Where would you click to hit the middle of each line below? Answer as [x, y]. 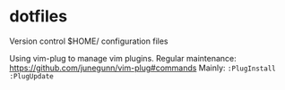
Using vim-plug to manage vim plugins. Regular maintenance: [123, 58]
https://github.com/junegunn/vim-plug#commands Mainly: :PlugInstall [142, 68]
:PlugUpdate [31, 76]
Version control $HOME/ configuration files [89, 41]
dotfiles [39, 16]
